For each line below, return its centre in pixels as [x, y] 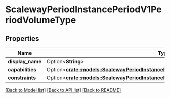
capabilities [22, 69]
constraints [22, 78]
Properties [22, 39]
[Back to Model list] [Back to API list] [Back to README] [63, 90]
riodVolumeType [41, 20]
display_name [25, 61]
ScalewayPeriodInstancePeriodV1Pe [83, 9]
